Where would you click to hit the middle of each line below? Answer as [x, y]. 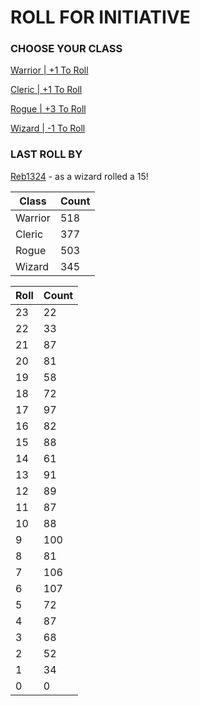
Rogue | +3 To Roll [48, 109]
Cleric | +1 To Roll [46, 90]
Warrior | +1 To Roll [49, 70]
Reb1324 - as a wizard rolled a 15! [79, 176]
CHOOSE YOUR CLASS [66, 49]
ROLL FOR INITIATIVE [100, 17]
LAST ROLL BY [46, 154]
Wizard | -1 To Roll [48, 128]
